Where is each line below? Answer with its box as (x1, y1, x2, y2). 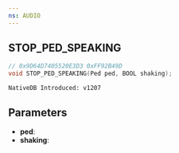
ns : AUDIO (8, 11, 41, 20)
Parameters (8, 105, 68, 120)
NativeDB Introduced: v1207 (8, 84, 102, 92)
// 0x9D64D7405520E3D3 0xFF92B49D (8, 62, 123, 70)
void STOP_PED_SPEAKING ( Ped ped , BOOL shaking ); (8, 69, 173, 78)
